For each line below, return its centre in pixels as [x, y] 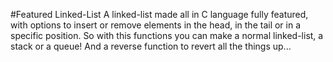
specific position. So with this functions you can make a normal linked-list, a [167, 35]
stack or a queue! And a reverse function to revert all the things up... [151, 46]
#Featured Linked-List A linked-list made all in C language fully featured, [159, 14]
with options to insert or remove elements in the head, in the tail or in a [156, 25]
